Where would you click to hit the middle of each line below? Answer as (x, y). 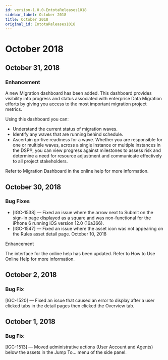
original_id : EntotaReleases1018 (40, 24)
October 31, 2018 (33, 68)
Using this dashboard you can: (37, 119)
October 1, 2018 (30, 321)
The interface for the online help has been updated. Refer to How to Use (80, 253)
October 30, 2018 (33, 187)
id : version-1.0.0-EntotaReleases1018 (46, 10)
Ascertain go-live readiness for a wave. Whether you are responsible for (88, 140)
